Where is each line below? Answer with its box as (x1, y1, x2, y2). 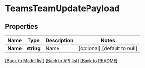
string (26, 45, 41, 52)
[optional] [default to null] (78, 45, 138, 52)
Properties (5, 23, 38, 31)
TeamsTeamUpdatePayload (5, 3, 120, 14)
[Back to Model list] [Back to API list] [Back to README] (5, 58, 118, 64)
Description (45, 37, 74, 44)
